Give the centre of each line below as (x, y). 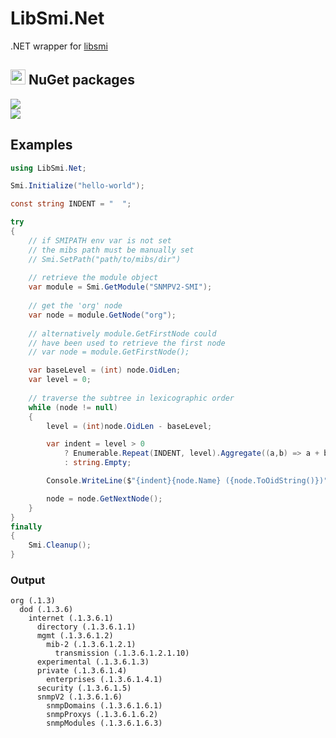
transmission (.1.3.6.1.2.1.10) (122, 653)
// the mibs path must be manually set (111, 250)
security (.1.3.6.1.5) (84, 688)
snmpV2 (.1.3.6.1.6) (79, 697)
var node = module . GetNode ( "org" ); (102, 315)
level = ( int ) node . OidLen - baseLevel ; (129, 426)
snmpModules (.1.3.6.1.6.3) (104, 723)
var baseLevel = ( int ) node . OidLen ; (105, 370)
